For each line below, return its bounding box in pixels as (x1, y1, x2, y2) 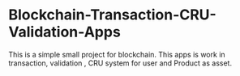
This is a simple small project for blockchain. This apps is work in (8, 49, 225, 59)
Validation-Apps (8, 23, 122, 41)
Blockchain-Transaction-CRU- (8, 6, 216, 24)
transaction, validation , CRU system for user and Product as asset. (8, 58, 233, 68)
